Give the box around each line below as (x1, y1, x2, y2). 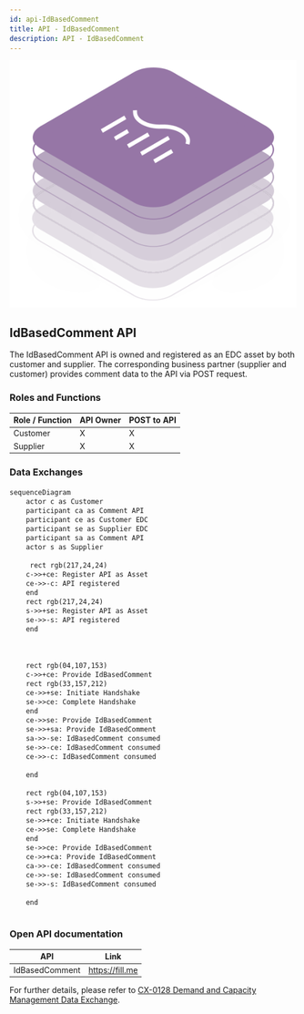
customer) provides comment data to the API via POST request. (9, 369, 248, 380)
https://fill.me (87, 964, 138, 975)
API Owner (79, 415, 122, 425)
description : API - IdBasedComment (9, 34, 145, 43)
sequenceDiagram (9, 487, 71, 497)
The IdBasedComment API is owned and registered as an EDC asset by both (9, 349, 296, 360)
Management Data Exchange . (9, 994, 120, 1006)
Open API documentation (9, 927, 124, 940)
